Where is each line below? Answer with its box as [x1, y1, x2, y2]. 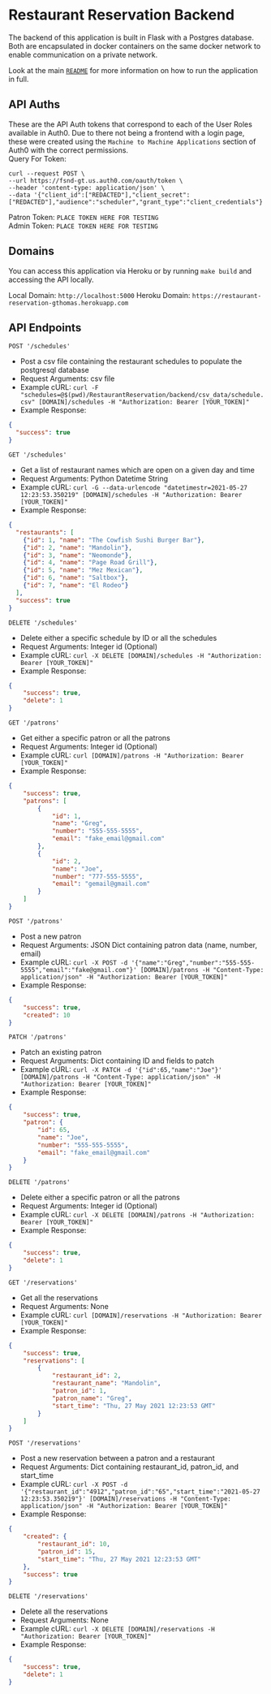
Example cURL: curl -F [19, 382, 99, 392]
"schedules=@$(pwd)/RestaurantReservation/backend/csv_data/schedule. [19, 391, 265, 400]
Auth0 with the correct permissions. [8, 145, 128, 155]
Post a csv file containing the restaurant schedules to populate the [19, 357, 243, 366]
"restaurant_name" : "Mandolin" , [51, 1379, 161, 1388]
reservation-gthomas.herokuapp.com [8, 299, 129, 307]
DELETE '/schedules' [8, 619, 79, 627]
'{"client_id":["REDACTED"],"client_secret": [33, 191, 191, 199]
